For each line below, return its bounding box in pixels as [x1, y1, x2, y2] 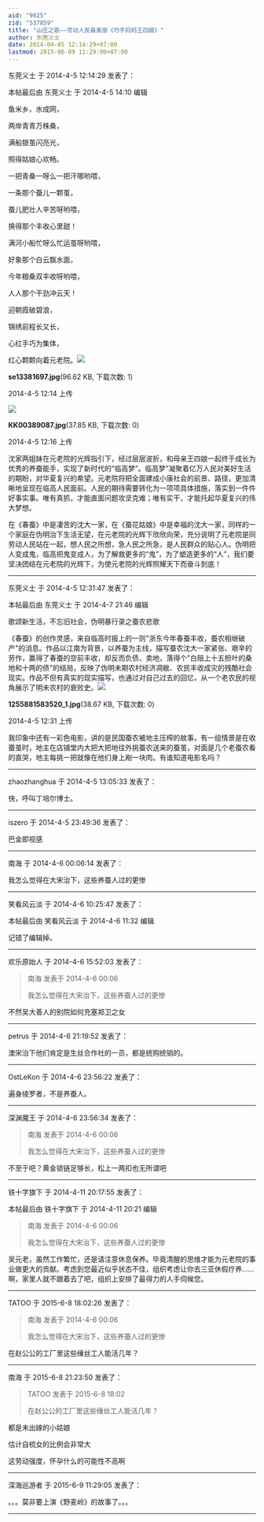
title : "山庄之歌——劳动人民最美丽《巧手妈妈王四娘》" [8, 26, 164, 34]
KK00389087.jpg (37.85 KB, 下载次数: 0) [8, 421, 140, 429]
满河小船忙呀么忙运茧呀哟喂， [8, 238, 104, 247]
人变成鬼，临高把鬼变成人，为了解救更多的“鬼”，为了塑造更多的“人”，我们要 [8, 549, 255, 559]
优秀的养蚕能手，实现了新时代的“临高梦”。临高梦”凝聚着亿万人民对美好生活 [8, 464, 251, 473]
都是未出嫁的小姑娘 [8, 1423, 71, 1432]
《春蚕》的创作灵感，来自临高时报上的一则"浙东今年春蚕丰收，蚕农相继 [8, 633, 239, 643]
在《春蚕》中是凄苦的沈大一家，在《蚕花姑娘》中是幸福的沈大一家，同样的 [8, 520, 249, 529]
